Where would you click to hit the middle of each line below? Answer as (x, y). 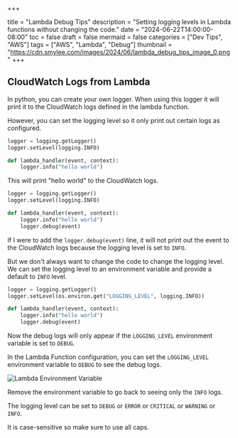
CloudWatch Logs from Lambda (79, 82)
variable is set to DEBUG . (41, 343)
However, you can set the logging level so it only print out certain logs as (114, 120)
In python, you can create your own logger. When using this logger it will (113, 99)
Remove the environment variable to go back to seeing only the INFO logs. (115, 392)
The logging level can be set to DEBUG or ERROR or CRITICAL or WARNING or (111, 406)
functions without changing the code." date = (74, 30)
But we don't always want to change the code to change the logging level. (116, 261)
